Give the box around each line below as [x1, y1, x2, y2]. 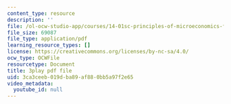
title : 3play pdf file [7, 67, 72, 74]
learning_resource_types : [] [7, 42, 91, 49]
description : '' [7, 16, 54, 23]
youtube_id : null [13, 86, 63, 93]
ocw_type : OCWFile [7, 55, 60, 62]
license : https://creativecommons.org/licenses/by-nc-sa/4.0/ [7, 49, 189, 55]
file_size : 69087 [7, 29, 57, 36]
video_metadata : [7, 80, 54, 87]
